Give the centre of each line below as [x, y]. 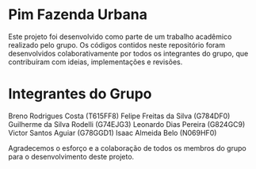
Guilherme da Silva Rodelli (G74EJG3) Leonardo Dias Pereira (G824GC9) [127, 124]
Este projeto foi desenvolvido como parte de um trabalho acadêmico [120, 36]
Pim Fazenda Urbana [78, 15]
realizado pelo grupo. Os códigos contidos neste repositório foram [117, 44]
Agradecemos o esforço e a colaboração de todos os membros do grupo [128, 148]
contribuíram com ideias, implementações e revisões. [96, 62]
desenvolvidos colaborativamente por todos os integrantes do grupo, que [128, 53]
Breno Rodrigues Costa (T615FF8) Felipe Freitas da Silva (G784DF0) [119, 116]
